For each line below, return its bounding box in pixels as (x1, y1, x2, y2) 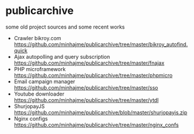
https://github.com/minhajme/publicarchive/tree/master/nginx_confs (13, 121, 179, 128)
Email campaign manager (13, 77, 75, 85)
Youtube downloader (13, 90, 65, 97)
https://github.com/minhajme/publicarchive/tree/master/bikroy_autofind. (13, 41, 188, 48)
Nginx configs (13, 115, 48, 122)
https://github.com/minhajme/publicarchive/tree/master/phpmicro (13, 72, 173, 79)
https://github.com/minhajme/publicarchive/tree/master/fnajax (13, 59, 165, 66)
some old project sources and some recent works (5, 23, 125, 30)
